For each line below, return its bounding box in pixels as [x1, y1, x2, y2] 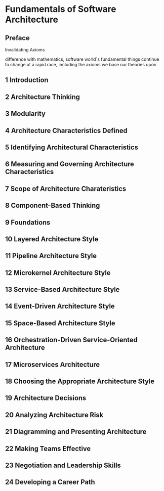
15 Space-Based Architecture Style [5, 319, 116, 327]
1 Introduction [5, 76, 48, 85]
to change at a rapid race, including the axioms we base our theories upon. [5, 62, 158, 67]
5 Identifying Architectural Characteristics [5, 143, 138, 151]
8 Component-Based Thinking [5, 201, 100, 210]
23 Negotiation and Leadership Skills [5, 461, 121, 469]
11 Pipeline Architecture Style [5, 252, 97, 260]
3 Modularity [5, 110, 46, 118]
